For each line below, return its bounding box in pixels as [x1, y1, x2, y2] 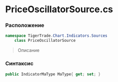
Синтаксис [5, 60, 34, 67]
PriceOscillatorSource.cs [5, 4, 113, 15]
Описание [17, 47, 40, 53]
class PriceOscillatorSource [14, 38, 76, 43]
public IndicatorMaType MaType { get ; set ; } [5, 71, 101, 77]
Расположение [5, 22, 45, 29]
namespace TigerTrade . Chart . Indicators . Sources [5, 33, 108, 39]
